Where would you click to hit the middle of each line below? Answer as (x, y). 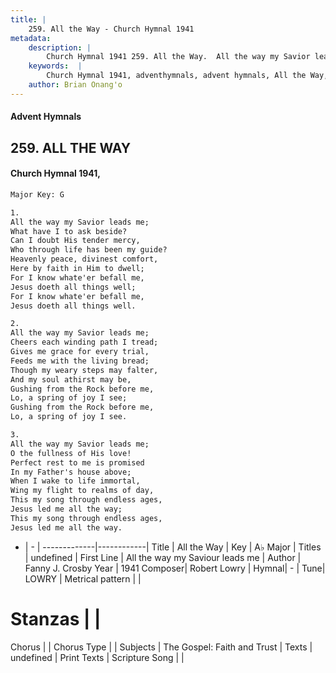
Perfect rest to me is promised (77, 462)
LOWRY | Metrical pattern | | (83, 578)
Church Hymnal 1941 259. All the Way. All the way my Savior (178, 57)
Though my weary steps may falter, (84, 370)
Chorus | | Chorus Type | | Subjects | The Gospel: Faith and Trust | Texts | (161, 647)
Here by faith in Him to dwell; (77, 269)
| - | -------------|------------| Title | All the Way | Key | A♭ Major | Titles (173, 547)
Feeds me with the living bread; (80, 361)
